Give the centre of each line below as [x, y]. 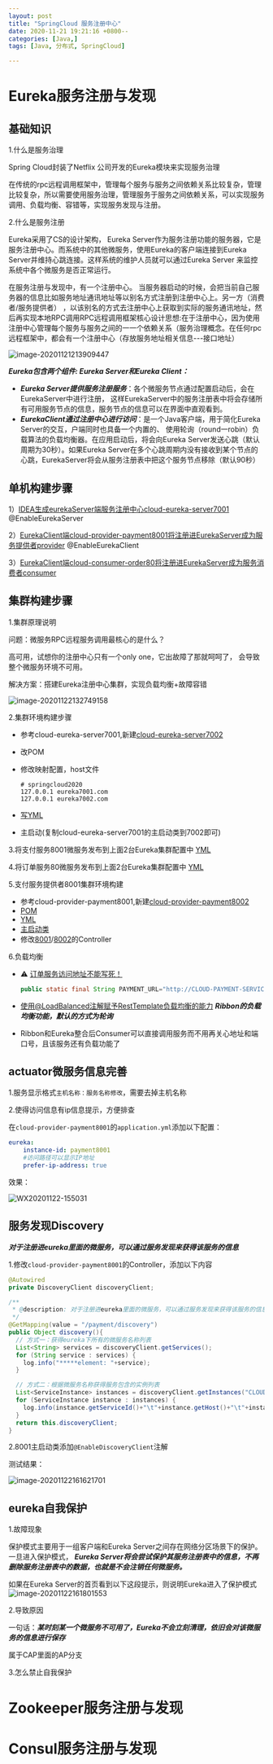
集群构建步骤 [41, 601]
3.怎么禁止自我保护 [40, 1672]
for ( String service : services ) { [76, 1355]
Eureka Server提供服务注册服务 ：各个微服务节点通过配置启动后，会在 [137, 388]
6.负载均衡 [26, 956]
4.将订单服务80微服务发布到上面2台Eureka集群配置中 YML [106, 867]
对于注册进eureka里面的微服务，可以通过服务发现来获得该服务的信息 [124, 1247]
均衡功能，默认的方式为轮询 [67, 1016]
